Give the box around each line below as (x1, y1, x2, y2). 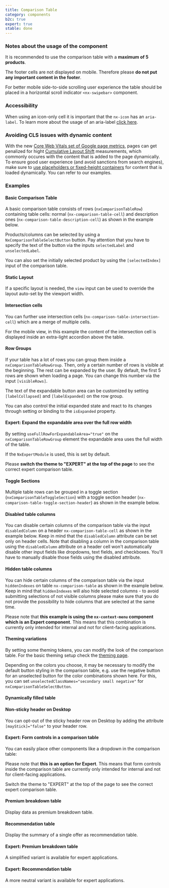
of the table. (5, 441, 31, 448)
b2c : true (5, 17, 26, 22)
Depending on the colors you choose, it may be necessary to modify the (5, 662, 155, 668)
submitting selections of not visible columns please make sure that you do (5, 593, 159, 599)
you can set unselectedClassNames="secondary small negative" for (5, 678, 144, 684)
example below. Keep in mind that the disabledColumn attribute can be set (5, 533, 157, 539)
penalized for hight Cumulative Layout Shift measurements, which (5, 148, 142, 154)
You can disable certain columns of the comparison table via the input (5, 522, 150, 528)
